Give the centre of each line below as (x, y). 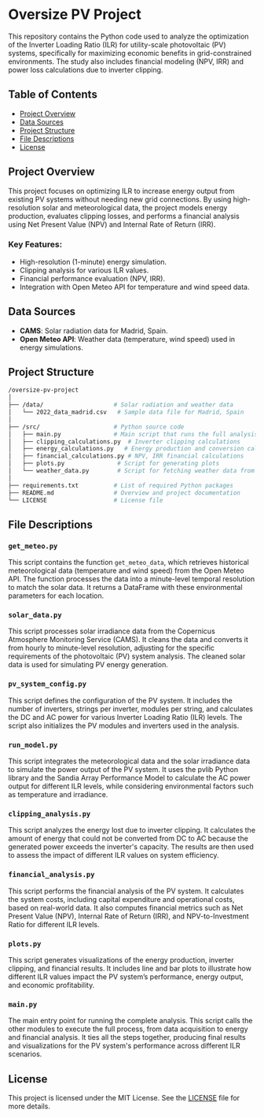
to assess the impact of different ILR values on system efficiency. (114, 855)
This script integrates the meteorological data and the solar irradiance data (129, 761)
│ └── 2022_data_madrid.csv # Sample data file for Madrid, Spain (126, 412)
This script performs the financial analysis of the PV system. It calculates (126, 891)
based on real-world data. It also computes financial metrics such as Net (126, 907)
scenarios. (25, 1054)
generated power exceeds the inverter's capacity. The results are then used (131, 847)
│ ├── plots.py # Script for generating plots (114, 464)
